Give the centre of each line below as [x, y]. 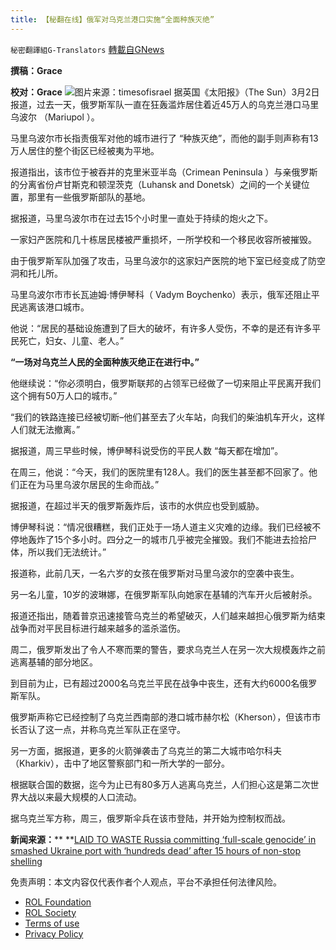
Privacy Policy [54, 933]
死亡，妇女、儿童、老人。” [71, 340]
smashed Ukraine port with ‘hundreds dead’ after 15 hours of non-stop [156, 850]
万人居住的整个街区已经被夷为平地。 [85, 150]
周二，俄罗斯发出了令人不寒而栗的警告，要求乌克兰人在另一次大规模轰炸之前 [168, 649]
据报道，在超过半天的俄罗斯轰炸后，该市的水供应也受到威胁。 [137, 505]
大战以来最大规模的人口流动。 [80, 797]
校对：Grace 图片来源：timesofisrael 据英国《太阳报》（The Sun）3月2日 [165, 92]
